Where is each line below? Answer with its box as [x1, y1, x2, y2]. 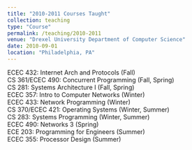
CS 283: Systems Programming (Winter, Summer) [7, 112, 150, 121]
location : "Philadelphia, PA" [7, 50, 96, 57]
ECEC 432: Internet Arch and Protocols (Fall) [7, 68, 136, 77]
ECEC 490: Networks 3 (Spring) [7, 120, 99, 128]
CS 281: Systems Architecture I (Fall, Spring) [7, 83, 135, 91]
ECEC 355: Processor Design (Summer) [7, 135, 121, 143]
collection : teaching [7, 17, 71, 24]
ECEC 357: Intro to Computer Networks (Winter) [7, 90, 145, 98]
